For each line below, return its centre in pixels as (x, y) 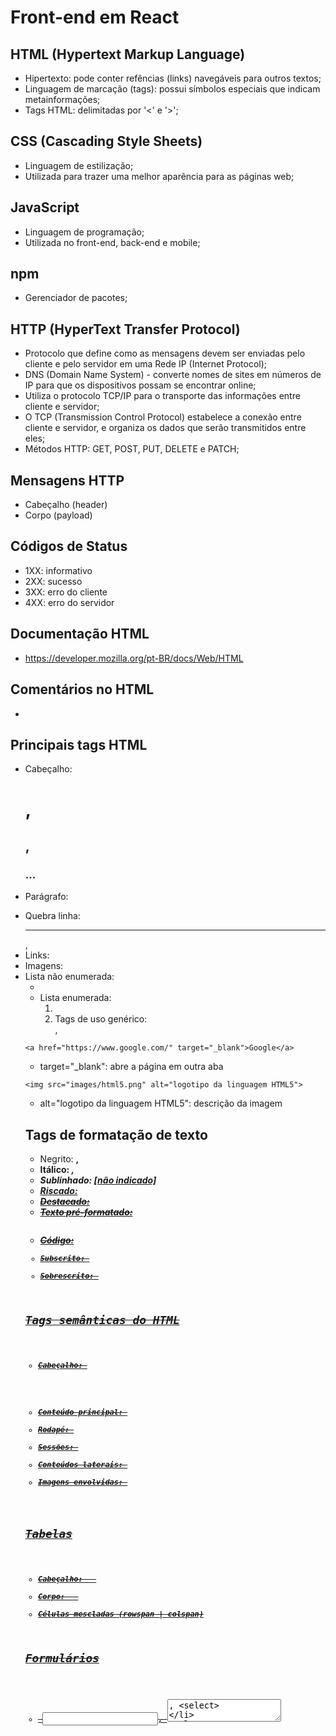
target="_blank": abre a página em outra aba (131, 1067)
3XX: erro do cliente (66, 592)
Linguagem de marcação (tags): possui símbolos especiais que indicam (172, 89)
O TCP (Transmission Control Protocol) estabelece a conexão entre (163, 417)
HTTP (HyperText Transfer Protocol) (125, 329)
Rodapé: (54, 1430)
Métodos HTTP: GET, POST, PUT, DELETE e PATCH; (132, 449)
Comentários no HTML (82, 689)
